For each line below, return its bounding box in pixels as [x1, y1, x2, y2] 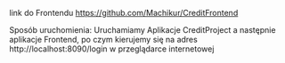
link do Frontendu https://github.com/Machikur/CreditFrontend [9, 8, 239, 18]
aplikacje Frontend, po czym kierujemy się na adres [9, 35, 198, 44]
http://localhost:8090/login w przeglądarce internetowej [9, 43, 215, 54]
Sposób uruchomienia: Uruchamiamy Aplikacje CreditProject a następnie [9, 25, 276, 35]
